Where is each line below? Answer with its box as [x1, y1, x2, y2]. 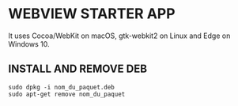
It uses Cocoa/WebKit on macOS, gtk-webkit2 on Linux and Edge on [8, 31, 231, 40]
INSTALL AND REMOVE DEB [8, 62, 148, 76]
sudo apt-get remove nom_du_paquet [8, 90, 126, 98]
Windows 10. [8, 39, 50, 48]
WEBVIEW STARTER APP [8, 5, 176, 23]
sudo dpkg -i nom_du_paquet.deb [8, 83, 115, 91]
